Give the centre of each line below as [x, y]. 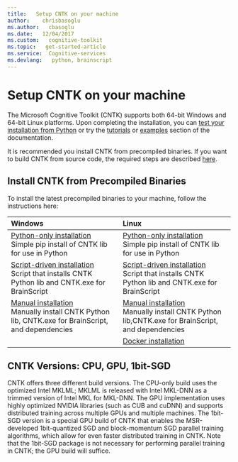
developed [23, 428]
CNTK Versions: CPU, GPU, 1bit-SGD [89, 366]
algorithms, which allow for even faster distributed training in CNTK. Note [114, 436]
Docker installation [154, 341]
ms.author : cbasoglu [41, 27]
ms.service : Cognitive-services [57, 54]
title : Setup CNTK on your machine [63, 14]
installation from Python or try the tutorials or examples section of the [109, 130]
